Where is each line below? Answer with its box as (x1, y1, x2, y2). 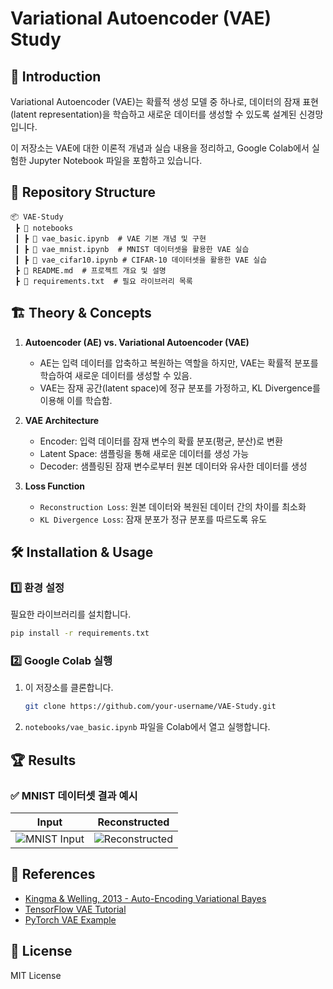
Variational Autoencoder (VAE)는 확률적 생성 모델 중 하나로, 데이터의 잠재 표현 (10, 96, 319, 107)
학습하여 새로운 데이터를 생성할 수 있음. (39, 369, 193, 381)
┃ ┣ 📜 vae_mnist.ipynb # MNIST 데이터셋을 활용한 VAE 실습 (14, 244, 250, 254)
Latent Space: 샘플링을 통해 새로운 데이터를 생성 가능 (39, 447, 250, 459)
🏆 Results (10, 752, 77, 769)
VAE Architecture (24, 414, 100, 426)
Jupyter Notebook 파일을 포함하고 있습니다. (28, 155, 203, 166)
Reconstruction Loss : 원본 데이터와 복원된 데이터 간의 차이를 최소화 (39, 500, 307, 512)
